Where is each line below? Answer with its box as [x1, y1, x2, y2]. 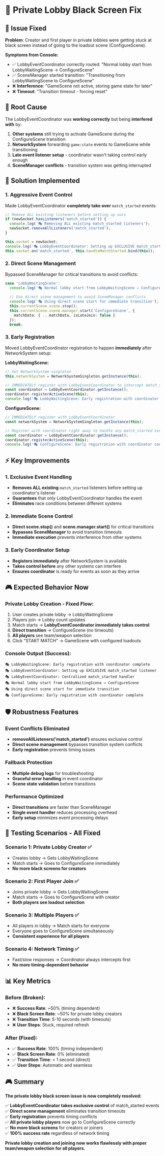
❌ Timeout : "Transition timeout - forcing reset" [12, 89, 108, 94]
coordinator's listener [12, 490, 55, 496]
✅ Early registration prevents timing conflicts [5, 1114, 97, 1120]
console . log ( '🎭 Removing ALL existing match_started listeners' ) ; [9, 221, 150, 226]
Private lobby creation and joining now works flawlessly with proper [5, 1140, 147, 1146]
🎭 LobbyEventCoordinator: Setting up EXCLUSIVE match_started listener [5, 668, 157, 673]
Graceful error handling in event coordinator [12, 775, 103, 781]
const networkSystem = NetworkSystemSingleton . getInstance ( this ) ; [5, 419, 144, 424]
